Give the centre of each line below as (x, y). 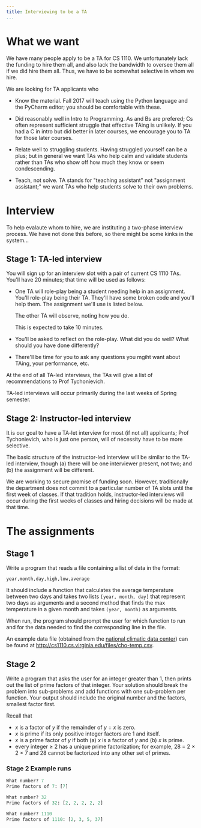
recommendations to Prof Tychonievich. (55, 381)
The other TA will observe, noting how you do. (72, 316)
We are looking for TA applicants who (52, 89)
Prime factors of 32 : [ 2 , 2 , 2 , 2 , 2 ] (55, 803)
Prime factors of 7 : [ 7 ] (37, 787)
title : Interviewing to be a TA (46, 12)
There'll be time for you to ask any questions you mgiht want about (97, 357)
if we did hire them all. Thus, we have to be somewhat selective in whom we (100, 71)
